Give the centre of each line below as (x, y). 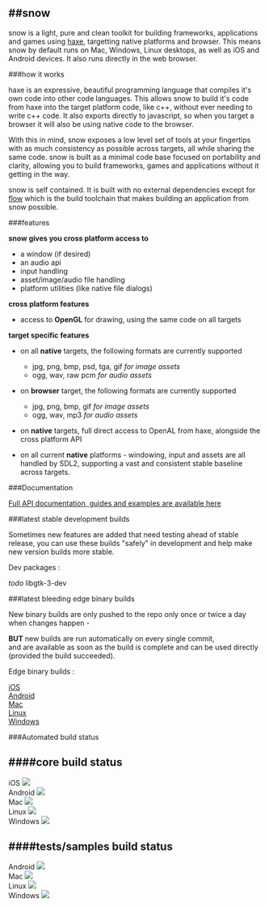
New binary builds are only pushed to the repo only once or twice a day (127, 614)
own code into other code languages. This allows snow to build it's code (128, 98)
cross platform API (51, 439)
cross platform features (49, 304)
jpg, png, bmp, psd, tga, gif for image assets (106, 366)
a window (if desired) (55, 254)
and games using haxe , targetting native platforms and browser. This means (134, 41)
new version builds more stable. (61, 552)
